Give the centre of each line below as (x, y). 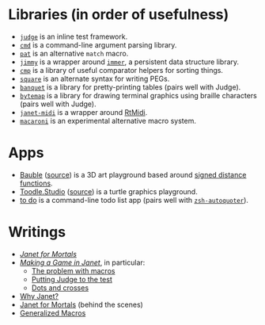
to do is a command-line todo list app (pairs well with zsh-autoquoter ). (134, 200)
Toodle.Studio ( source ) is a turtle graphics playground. (108, 191)
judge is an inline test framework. (74, 36)
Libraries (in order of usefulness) (119, 15)
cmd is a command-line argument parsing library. (98, 44)
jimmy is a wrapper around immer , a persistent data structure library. (129, 62)
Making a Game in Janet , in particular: (82, 262)
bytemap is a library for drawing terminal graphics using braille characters (138, 95)
